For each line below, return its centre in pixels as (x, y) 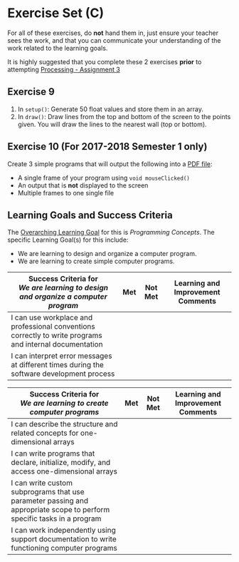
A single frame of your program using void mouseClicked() (103, 178)
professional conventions (53, 327)
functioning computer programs (64, 548)
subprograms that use (48, 492)
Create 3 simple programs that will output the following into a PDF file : (110, 164)
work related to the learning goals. (58, 48)
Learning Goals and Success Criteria (90, 215)
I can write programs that (53, 454)
